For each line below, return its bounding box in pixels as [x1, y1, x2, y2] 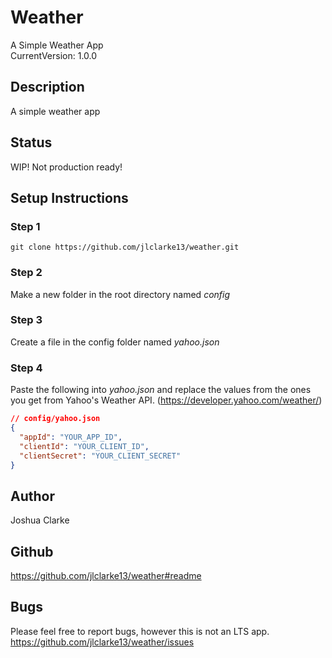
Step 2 [10, 266, 43, 280]
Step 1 [10, 219, 41, 233]
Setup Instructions [10, 189, 129, 206]
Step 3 [10, 313, 43, 327]
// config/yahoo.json [10, 414, 101, 424]
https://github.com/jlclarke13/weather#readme [10, 570, 202, 582]
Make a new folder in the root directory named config [10, 288, 231, 300]
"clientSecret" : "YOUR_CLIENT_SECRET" [19, 451, 182, 461]
